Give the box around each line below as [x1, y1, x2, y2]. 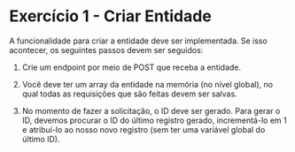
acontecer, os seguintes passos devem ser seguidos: [9, 44, 204, 55]
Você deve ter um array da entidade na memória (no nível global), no [21, 79, 273, 89]
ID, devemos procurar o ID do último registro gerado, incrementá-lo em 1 [21, 115, 287, 125]
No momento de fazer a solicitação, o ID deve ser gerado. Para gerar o [21, 105, 281, 116]
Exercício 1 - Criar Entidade [9, 6, 213, 27]
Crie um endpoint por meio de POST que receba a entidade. [21, 62, 242, 72]
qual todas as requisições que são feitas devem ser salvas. [21, 88, 237, 99]
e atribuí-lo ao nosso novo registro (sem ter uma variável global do [21, 124, 266, 134]
